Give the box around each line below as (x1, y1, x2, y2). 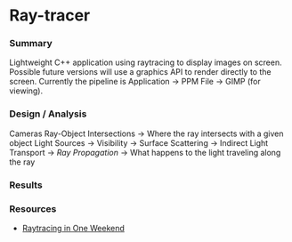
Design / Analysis (9, 108, 87, 120)
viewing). (9, 85, 44, 96)
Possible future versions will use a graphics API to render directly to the (9, 67, 272, 77)
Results (9, 179, 43, 191)
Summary (9, 37, 53, 50)
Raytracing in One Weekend (21, 223, 125, 233)
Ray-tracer (9, 5, 91, 26)
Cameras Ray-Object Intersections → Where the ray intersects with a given (9, 128, 284, 139)
